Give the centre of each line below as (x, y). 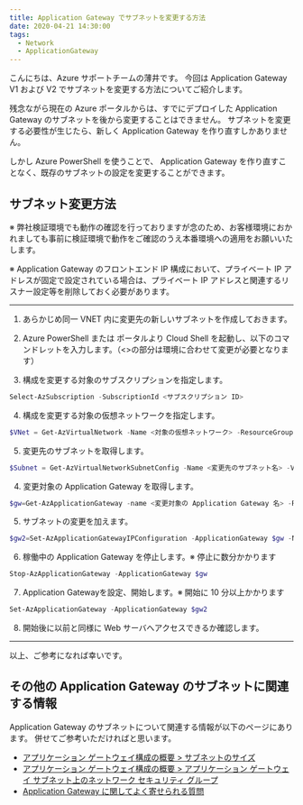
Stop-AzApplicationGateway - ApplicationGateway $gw (108, 574)
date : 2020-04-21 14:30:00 (60, 26)
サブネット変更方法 (63, 204)
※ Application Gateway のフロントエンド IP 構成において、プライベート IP (146, 269)
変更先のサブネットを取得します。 (85, 451)
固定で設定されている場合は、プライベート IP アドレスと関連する (161, 279)
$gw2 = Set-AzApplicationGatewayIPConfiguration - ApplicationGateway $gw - (151, 539)
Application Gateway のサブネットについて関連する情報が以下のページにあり (151, 727)
